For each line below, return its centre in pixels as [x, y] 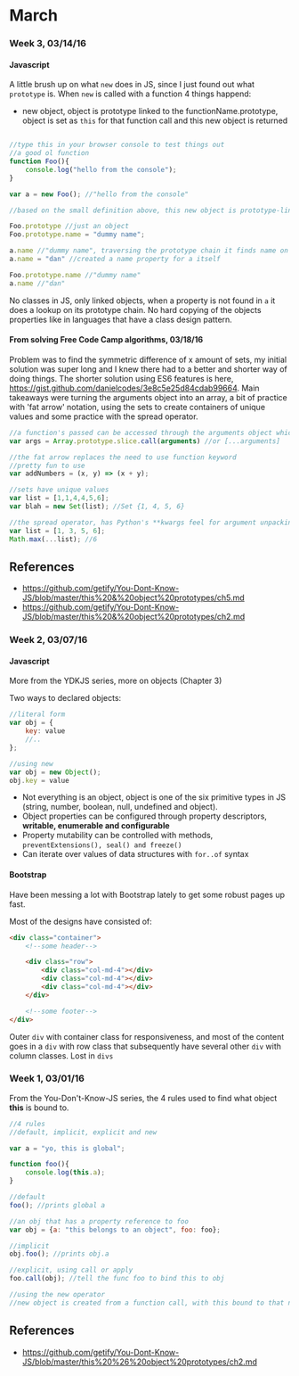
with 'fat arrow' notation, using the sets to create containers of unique [137, 407]
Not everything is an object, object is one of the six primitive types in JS [154, 797]
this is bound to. [39, 1108]
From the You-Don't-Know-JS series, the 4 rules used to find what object [143, 1098]
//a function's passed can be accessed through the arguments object [141, 433]
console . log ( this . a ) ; [65, 1173]
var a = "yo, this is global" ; [67, 1148]
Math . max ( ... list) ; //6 [53, 539]
